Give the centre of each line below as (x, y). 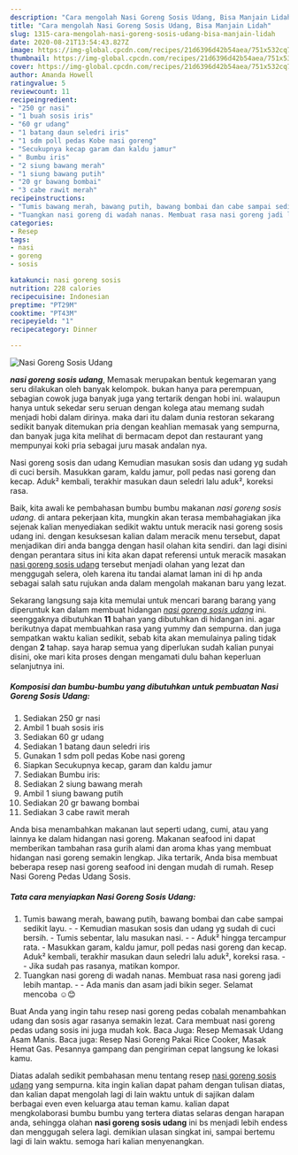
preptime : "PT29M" (44, 305)
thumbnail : (30, 58)
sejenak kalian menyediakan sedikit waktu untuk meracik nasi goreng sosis (147, 527)
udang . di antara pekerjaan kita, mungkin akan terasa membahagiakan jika (145, 517)
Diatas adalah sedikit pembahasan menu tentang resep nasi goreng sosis (143, 1075)
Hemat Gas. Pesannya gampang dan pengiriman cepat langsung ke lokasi (145, 1049)
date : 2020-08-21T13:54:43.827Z (69, 42)
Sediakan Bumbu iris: (61, 774)
